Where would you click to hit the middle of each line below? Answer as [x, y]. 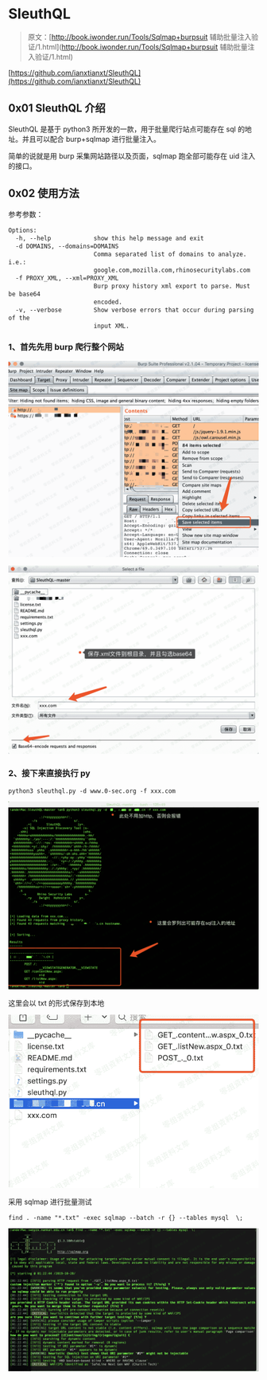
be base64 [25, 294]
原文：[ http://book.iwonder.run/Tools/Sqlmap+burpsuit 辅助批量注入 [139, 37]
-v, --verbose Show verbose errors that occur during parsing [135, 310]
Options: [23, 230]
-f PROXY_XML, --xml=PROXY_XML [67, 278]
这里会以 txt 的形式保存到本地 [56, 1003]
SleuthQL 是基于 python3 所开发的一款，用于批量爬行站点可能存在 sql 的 [126, 129]
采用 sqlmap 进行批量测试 [50, 1202]
